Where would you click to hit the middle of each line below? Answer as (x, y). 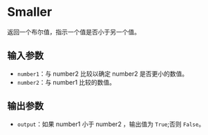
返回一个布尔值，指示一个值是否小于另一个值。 (74, 32)
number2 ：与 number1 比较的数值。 (66, 82)
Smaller (30, 12)
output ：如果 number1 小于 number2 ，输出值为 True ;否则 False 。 (111, 124)
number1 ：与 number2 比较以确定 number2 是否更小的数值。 (103, 74)
